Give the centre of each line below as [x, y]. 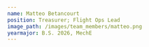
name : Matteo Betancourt [43, 13]
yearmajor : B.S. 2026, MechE [50, 33]
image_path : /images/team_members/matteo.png [74, 26]
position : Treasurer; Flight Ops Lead [64, 20]
